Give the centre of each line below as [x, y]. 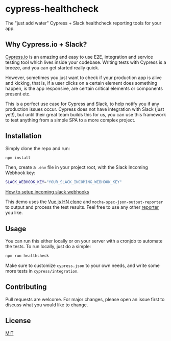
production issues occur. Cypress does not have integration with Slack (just [85, 109]
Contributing [26, 287]
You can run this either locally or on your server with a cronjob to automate [84, 241]
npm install [18, 158]
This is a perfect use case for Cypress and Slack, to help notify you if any [82, 104]
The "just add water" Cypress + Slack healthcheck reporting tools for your [83, 23]
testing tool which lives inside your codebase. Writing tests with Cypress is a [86, 62]
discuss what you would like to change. [47, 305]
